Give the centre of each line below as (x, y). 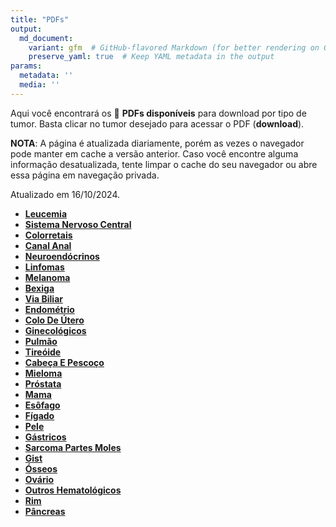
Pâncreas (45, 511)
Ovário (39, 479)
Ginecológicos (55, 330)
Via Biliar (43, 298)
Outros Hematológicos (73, 490)
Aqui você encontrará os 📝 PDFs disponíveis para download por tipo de (158, 113)
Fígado (39, 415)
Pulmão (41, 341)
